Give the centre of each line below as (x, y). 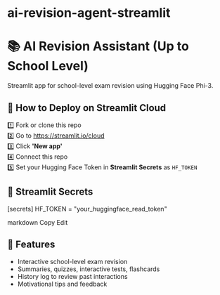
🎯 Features (31, 245)
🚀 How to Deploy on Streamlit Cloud (87, 108)
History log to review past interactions (72, 276)
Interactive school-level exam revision (72, 261)
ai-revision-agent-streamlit (89, 13)
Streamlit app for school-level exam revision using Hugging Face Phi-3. (110, 86)
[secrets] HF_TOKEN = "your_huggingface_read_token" (87, 209)
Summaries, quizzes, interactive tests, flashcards (89, 269)
